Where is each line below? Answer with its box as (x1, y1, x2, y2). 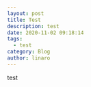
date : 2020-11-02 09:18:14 (7, 29, 84, 36)
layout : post (7, 10, 44, 17)
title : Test (7, 16, 41, 23)
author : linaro (7, 55, 51, 62)
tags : (7, 36, 23, 42)
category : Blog (7, 49, 51, 55)
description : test (7, 23, 60, 29)
